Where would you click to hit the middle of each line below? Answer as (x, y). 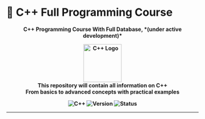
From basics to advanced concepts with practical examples (103, 92)
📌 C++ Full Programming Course (89, 12)
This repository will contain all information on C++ (103, 85)
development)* (103, 35)
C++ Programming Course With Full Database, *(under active (103, 29)
